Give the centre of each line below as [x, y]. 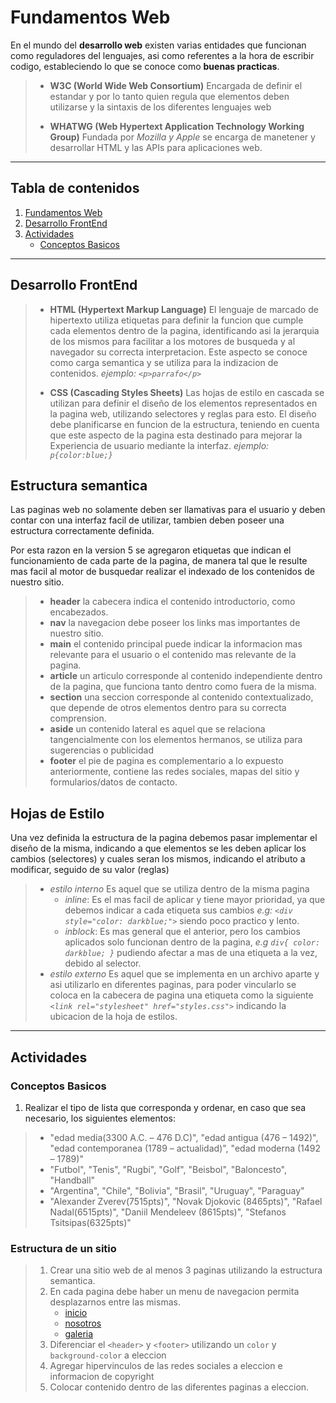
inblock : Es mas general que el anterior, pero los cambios [182, 932]
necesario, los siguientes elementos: [100, 1118]
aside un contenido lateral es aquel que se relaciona [157, 729]
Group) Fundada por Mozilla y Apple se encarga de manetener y [182, 137]
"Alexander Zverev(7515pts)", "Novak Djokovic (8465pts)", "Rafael [186, 1201]
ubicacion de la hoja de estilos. [113, 1017]
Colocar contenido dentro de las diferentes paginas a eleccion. [179, 1387]
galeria [79, 1334]
